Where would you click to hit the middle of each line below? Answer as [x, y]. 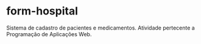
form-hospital [42, 11]
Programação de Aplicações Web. [49, 34]
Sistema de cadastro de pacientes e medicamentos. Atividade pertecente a [100, 28]
